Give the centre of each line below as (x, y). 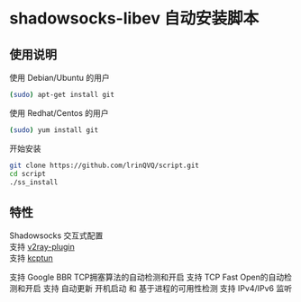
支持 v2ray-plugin (42, 247)
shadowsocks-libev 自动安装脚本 (134, 18)
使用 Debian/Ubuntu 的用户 (59, 78)
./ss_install (34, 182)
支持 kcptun (32, 258)
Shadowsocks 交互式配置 (56, 235)
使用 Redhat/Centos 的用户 (59, 112)
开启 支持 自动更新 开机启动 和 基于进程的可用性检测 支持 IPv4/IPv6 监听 (159, 289)
